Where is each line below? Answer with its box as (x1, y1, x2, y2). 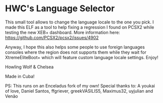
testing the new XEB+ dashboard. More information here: (5, 29, 120, 35)
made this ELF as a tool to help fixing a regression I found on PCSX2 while (5, 24, 154, 30)
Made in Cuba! (5, 73, 35, 79)
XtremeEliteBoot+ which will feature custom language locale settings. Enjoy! (5, 54, 159, 60)
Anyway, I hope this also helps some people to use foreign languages (5, 44, 145, 50)
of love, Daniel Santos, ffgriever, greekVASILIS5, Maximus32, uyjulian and (5, 88, 153, 94)
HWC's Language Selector (5, 3, 115, 14)
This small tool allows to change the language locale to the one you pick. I (5, 19, 154, 25)
